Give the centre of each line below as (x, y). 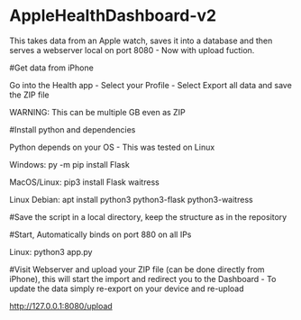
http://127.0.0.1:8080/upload (61, 306)
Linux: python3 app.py (51, 251)
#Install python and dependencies (73, 129)
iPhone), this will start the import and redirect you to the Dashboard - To (143, 279)
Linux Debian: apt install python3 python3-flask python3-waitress (132, 199)
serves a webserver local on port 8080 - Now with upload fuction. (132, 50)
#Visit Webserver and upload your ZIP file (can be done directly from (137, 269)
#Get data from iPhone (52, 68)
